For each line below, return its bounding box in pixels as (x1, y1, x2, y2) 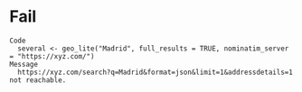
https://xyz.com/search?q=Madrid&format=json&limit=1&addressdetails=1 (17, 68, 294, 77)
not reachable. (9, 75, 67, 85)
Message (9, 60, 39, 69)
